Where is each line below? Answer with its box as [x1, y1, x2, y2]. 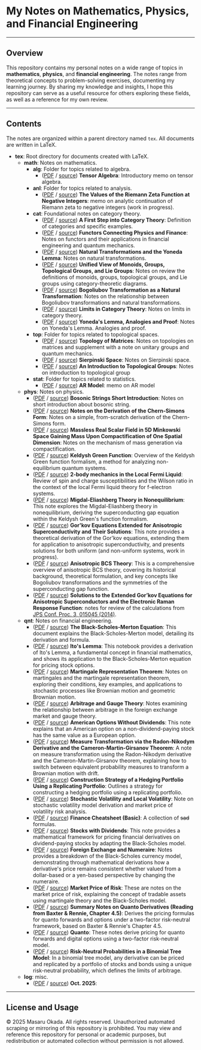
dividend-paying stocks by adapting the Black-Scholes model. [32, 839, 187, 846]
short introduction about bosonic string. [32, 400, 131, 408]
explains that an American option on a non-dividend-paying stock [32, 725, 194, 732]
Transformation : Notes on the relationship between [41, 292, 169, 300]
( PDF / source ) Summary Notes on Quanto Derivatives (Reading [32, 903, 193, 911]
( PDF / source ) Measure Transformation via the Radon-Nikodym [32, 738, 195, 745]
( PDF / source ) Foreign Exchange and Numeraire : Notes [32, 846, 172, 853]
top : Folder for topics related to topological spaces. [32, 330, 160, 338]
